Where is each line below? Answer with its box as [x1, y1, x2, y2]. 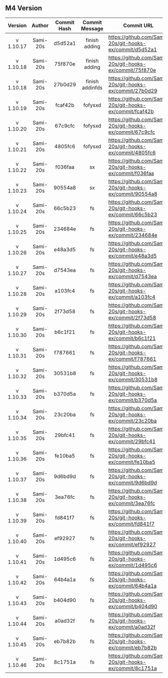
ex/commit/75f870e [108, 66, 156, 73]
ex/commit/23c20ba [108, 417, 157, 424]
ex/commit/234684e [108, 231, 157, 238]
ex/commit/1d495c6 [108, 561, 157, 568]
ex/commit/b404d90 [108, 602, 157, 609]
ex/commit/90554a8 [108, 190, 157, 197]
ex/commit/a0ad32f [108, 623, 155, 630]
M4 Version [5, 4, 42, 12]
